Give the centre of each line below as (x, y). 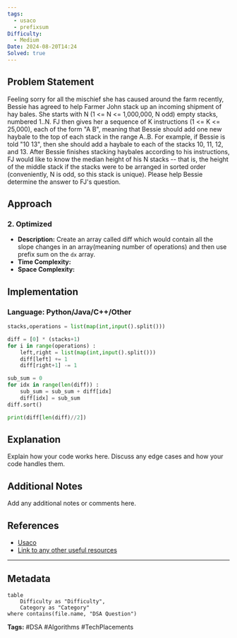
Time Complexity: (44, 262)
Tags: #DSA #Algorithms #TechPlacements (71, 627)
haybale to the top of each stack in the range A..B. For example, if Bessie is (116, 137)
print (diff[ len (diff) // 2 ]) (47, 417)
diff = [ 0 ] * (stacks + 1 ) (44, 339)
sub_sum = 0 (25, 378)
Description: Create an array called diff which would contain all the (115, 239)
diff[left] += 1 (44, 359)
